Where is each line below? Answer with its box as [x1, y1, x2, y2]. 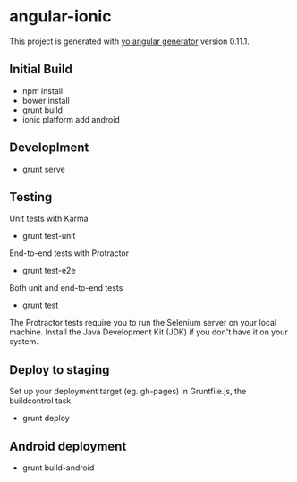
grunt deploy [21, 413, 70, 424]
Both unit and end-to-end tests [9, 283, 123, 293]
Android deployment [9, 438, 127, 453]
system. [9, 336, 38, 347]
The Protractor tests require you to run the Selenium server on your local [9, 317, 277, 328]
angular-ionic [9, 6, 112, 27]
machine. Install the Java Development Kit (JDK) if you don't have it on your [9, 326, 288, 337]
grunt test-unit [21, 231, 76, 241]
